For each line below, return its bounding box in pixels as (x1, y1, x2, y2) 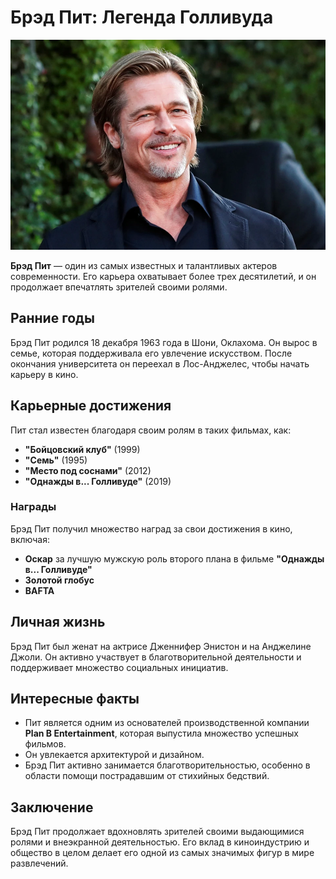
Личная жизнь (10, 614, 106, 631)
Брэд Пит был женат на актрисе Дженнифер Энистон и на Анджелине (10, 640, 312, 652)
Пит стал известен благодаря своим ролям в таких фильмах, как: (10, 424, 292, 436)
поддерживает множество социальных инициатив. (10, 661, 229, 673)
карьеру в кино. (10, 368, 79, 380)
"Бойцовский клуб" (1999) (24, 443, 141, 455)
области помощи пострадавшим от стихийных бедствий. (24, 770, 270, 782)
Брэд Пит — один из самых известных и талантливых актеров (10, 259, 278, 271)
